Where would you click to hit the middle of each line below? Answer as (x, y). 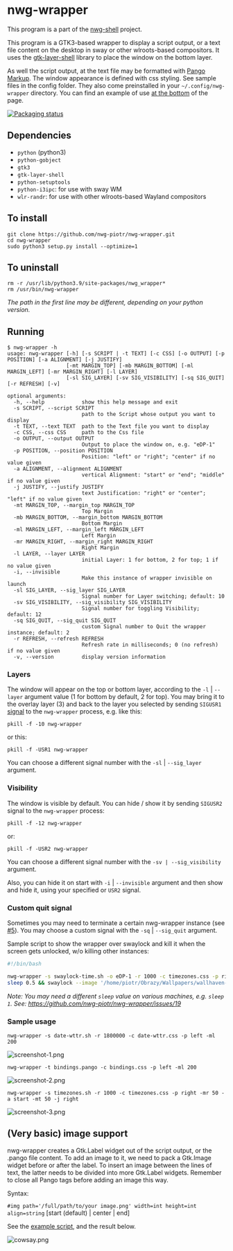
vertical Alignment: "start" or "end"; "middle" (153, 475)
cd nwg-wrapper (29, 240)
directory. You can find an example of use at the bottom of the (119, 93)
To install (27, 218)
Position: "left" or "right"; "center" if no (148, 457)
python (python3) (42, 152)
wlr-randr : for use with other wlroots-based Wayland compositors (112, 196)
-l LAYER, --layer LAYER (49, 554)
